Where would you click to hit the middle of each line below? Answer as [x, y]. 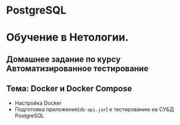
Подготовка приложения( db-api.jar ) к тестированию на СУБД [94, 109]
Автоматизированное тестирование [77, 68]
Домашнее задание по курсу [63, 59]
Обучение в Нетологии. [67, 38]
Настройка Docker [38, 103]
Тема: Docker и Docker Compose [69, 89]
